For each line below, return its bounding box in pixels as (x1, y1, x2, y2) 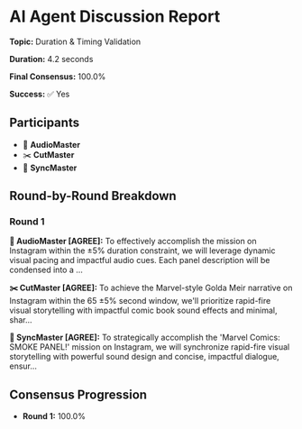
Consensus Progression (9, 387, 147, 402)
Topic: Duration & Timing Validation (9, 36, 142, 47)
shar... (9, 315, 33, 325)
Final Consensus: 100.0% (9, 70, 106, 82)
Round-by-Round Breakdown (9, 188, 178, 204)
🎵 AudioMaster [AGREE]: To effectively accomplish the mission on (9, 236, 257, 247)
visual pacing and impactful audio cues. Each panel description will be (9, 255, 270, 266)
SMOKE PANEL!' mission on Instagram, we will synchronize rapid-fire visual (9, 342, 290, 352)
